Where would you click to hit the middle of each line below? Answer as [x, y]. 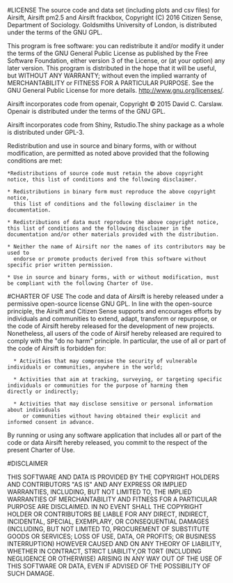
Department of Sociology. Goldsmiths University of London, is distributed [112, 25]
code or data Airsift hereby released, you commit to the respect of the [107, 442]
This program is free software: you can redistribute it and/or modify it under [115, 46]
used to [18, 253]
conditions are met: [35, 161]
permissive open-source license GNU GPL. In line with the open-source [110, 304]
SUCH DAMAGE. [31, 573]
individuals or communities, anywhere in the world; [85, 367]
